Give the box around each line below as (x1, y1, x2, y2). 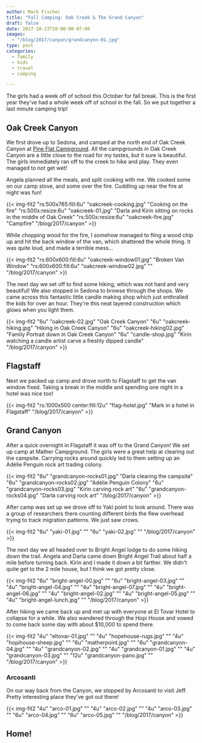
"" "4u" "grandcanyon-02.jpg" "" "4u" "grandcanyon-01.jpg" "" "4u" (26, 645, 195, 652)
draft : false (6, 20, 39, 26)
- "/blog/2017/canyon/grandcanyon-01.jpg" (11, 37, 120, 43)
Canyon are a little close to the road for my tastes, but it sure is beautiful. (6, 151, 187, 159)
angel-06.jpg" (6, 590, 41, 597)
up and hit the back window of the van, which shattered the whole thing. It (6, 238, 191, 245)
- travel (11, 65, 34, 71)
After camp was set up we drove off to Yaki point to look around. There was (6, 503, 194, 511)
